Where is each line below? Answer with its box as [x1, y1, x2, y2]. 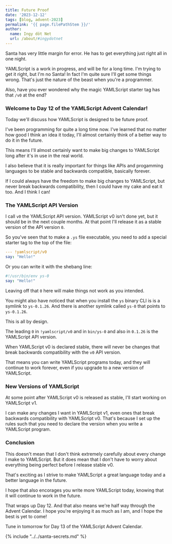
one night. [5, 55, 27, 62]
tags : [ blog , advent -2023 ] [5, 17, 63, 22]
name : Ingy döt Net [10, 31, 52, 36]
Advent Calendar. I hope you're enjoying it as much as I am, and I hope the [5, 508, 163, 514]
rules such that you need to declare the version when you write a [5, 421, 143, 427]
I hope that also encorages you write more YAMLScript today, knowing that [5, 487, 164, 493]
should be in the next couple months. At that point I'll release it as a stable [5, 219, 162, 225]
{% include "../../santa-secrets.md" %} [5, 533, 87, 539]
